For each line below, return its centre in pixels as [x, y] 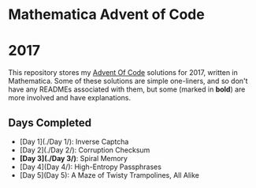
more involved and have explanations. [70, 98]
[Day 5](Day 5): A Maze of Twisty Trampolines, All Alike [109, 175]
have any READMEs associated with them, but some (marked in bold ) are [127, 89]
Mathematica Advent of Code [106, 15]
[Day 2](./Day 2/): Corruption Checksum [85, 150]
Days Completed [50, 123]
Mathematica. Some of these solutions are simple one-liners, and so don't [128, 81]
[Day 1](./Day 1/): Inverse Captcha [74, 141]
